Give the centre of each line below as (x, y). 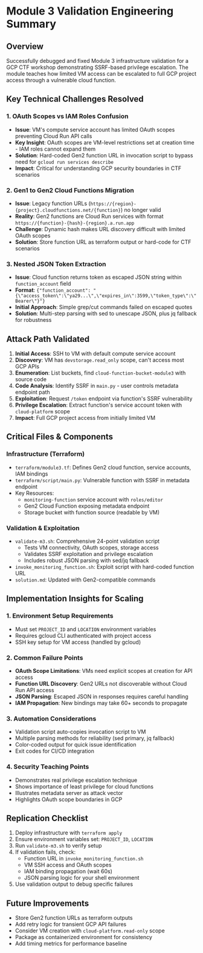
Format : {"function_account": (53, 290)
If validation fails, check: (45, 852)
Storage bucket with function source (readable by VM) (92, 512)
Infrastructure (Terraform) (46, 454)
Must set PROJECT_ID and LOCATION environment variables (85, 629)
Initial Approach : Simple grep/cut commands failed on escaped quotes (104, 307)
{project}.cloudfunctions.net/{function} (68, 210)
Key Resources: (34, 493)
